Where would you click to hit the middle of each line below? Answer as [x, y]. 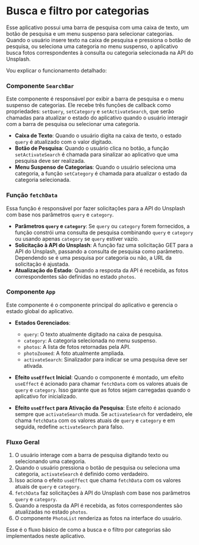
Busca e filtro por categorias [78, 11]
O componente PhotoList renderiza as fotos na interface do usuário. [98, 518]
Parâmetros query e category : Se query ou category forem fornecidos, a [102, 226]
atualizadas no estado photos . [51, 512]
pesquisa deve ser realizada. [50, 161]
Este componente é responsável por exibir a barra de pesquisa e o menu [95, 99]
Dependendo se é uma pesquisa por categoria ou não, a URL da [93, 257]
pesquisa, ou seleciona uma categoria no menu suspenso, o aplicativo [92, 46]
